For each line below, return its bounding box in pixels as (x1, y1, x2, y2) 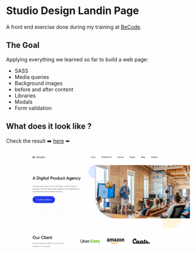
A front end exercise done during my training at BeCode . (6, 23, 142, 30)
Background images (14, 79, 63, 86)
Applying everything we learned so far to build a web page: (6, 56, 149, 63)
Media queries (14, 73, 50, 80)
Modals (14, 98, 33, 105)
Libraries (14, 92, 36, 99)
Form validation (14, 104, 52, 112)
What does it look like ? (6, 122, 92, 131)
